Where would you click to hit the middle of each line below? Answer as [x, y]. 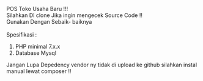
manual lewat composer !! [39, 71]
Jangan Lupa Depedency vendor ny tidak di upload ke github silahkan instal [102, 65]
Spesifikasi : [22, 35]
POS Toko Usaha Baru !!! [37, 9]
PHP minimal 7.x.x [38, 46]
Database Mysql [36, 53]
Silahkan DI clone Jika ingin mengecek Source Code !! [74, 15]
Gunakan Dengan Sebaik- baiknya [49, 22]
